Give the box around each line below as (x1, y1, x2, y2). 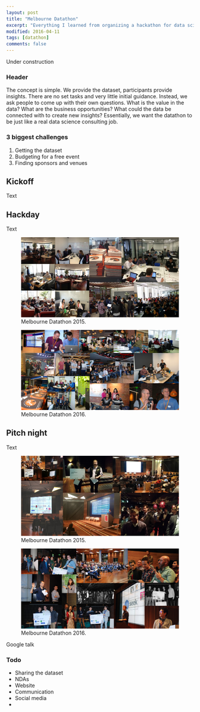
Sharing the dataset (14, 669, 64, 676)
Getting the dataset (14, 147, 62, 154)
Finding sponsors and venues (14, 159, 87, 166)
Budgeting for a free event (14, 153, 80, 160)
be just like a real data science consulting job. (6, 118, 118, 125)
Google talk (6, 641, 35, 648)
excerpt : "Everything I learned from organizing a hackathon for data (6, 22, 185, 28)
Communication (14, 688, 54, 695)
